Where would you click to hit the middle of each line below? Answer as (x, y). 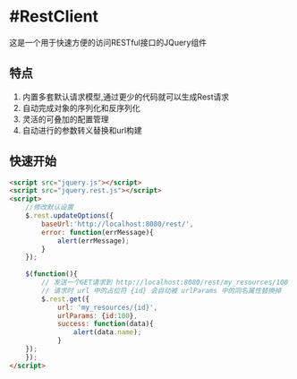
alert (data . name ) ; (107, 332)
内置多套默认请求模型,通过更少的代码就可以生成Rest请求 (126, 97)
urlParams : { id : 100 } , (98, 315)
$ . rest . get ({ (66, 299)
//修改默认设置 (50, 208)
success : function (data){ (105, 324)
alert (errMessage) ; (93, 241)
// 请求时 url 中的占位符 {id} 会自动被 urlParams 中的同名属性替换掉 (161, 290)
